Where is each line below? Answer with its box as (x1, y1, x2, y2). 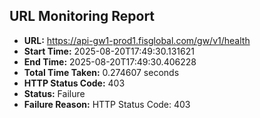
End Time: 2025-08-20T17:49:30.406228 (23, 55, 197, 68)
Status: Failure (23, 87, 86, 99)
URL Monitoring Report (9, 8, 156, 25)
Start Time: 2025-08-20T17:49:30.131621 (23, 45, 195, 57)
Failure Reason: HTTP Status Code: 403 (23, 98, 191, 110)
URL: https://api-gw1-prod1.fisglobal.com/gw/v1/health (23, 34, 251, 46)
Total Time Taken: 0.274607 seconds (23, 66, 180, 78)
